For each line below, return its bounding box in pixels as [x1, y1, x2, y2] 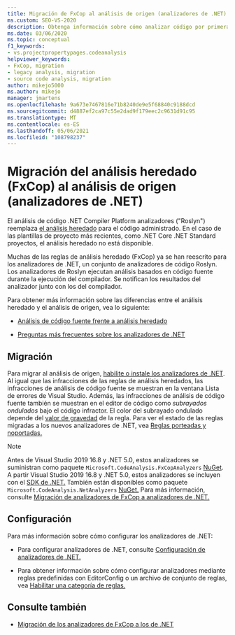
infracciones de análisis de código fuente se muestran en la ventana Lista [7, 384, 220, 392]
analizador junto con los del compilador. [7, 283, 122, 291]
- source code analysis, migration [7, 75, 111, 83]
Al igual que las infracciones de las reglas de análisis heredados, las [7, 377, 204, 385]
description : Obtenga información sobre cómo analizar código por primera [7, 23, 230, 30]
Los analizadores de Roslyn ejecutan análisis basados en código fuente [7, 267, 213, 276]
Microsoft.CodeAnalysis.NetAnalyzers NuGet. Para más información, [7, 485, 206, 494]
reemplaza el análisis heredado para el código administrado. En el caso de [7, 224, 222, 233]
